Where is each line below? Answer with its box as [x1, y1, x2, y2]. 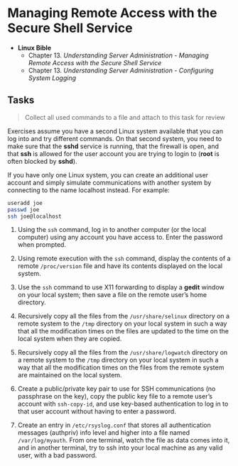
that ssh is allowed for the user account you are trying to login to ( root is [7, 149, 220, 157]
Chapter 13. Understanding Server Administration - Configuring [28, 66, 215, 74]
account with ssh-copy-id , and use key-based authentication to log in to [17, 399, 229, 409]
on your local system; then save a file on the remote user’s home [17, 291, 207, 299]
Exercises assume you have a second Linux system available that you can [7, 126, 224, 135]
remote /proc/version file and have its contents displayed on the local [17, 262, 222, 270]
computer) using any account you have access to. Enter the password [17, 233, 223, 242]
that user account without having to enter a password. [17, 407, 176, 416]
